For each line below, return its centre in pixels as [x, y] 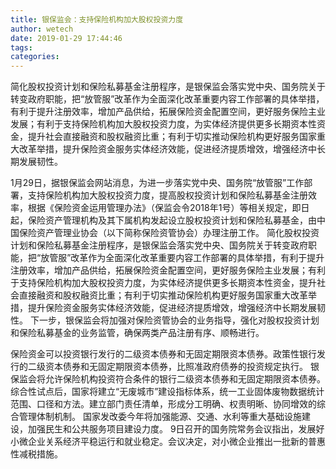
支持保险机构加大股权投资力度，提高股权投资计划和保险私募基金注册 [167, 195]
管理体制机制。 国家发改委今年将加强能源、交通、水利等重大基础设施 [160, 417]
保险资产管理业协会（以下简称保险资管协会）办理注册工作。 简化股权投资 [169, 233]
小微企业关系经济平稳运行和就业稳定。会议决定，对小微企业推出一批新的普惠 [168, 442]
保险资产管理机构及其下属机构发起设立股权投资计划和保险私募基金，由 [172, 220]
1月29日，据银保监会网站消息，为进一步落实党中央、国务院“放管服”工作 [157, 183]
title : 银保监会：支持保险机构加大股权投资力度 [97, 19]
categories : [35, 57]
